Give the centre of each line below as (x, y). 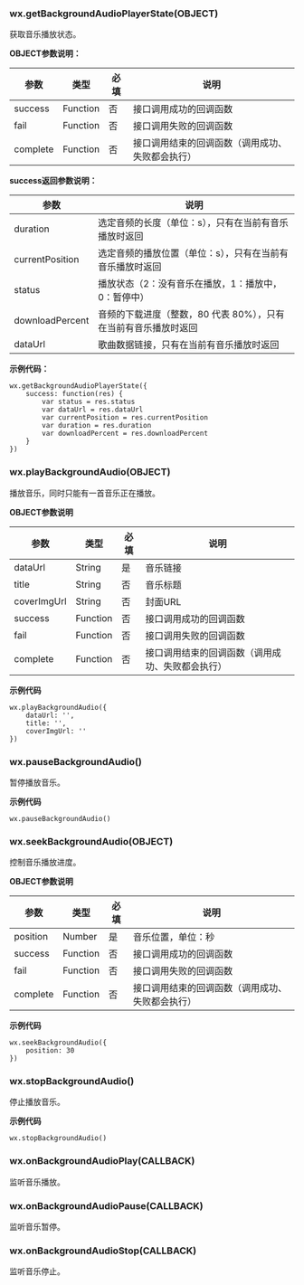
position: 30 (50, 1051)
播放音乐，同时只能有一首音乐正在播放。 (85, 493)
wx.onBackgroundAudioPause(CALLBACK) (106, 1205)
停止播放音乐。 (37, 1102)
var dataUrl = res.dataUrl (93, 410)
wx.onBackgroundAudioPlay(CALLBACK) (102, 1161)
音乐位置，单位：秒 (174, 937)
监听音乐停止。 (37, 1271)
